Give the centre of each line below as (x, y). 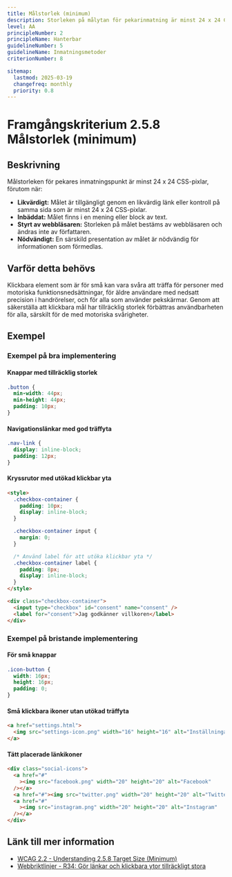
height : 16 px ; (33, 682)
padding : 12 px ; (35, 456)
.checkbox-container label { (55, 563)
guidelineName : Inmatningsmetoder (57, 53)
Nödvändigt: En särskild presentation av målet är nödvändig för (108, 239)
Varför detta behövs (51, 268)
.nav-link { (24, 443)
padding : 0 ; (31, 689)
